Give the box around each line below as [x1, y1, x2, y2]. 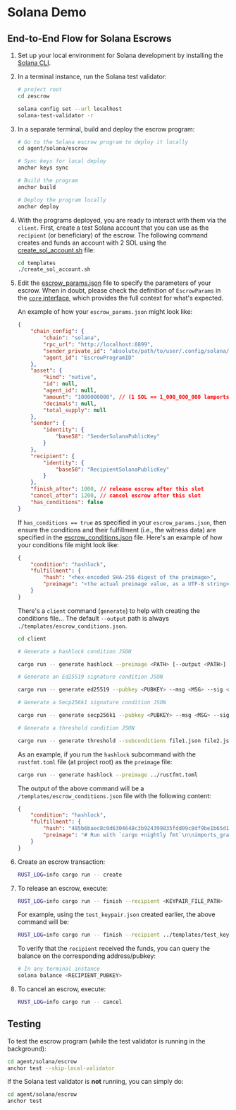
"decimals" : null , [43, 400, 97, 407]
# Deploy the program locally [17, 196, 107, 204]
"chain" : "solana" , [43, 334, 100, 341]
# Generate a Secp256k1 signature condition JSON [17, 699, 167, 706]
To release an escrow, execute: [17, 884, 108, 892]
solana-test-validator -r [17, 112, 94, 119]
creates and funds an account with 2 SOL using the [17, 238, 167, 247]
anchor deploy [17, 203, 59, 210]
